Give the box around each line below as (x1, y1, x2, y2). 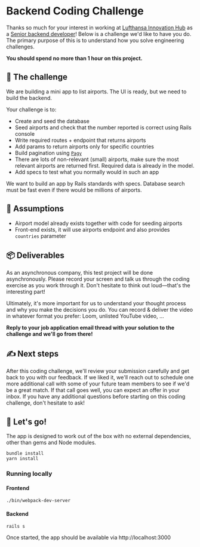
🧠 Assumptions (6, 203, 64, 214)
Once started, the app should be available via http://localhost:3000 (6, 534, 171, 541)
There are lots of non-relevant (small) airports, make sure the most (14, 156, 179, 163)
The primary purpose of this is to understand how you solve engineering (6, 37, 184, 44)
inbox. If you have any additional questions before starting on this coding (6, 393, 186, 400)
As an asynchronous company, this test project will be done (6, 269, 153, 276)
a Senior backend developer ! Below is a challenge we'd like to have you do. (6, 30, 192, 37)
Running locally (6, 469, 53, 478)
